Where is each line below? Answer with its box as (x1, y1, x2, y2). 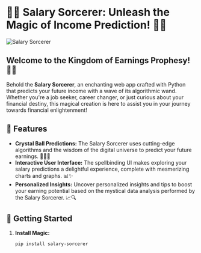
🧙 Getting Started (6, 213, 73, 224)
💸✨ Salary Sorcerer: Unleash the (6, 5, 170, 19)
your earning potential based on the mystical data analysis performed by (14, 187, 196, 194)
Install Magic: (14, 230, 50, 237)
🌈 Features (6, 124, 48, 134)
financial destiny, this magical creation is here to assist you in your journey (6, 100, 191, 107)
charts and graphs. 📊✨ (14, 172, 73, 179)
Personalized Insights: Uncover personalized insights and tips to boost (14, 180, 193, 188)
